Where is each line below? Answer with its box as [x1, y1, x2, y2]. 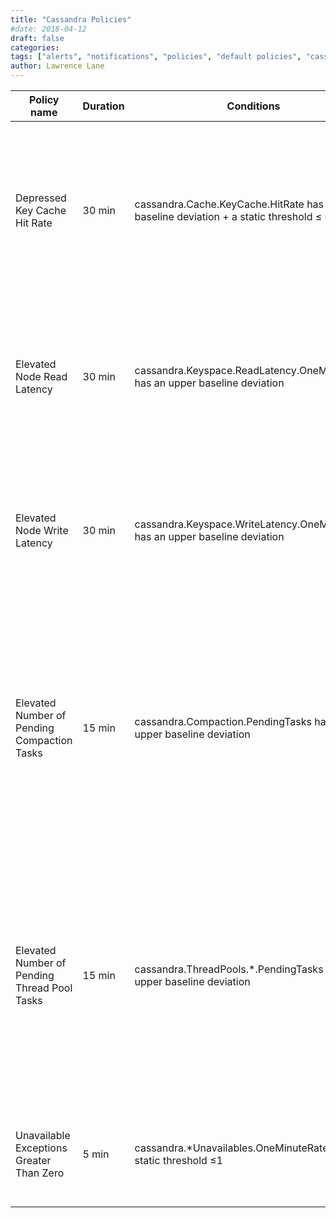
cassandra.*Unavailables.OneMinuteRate [134, 1141, 329, 1155]
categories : [10, 42, 60, 53]
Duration [82, 99, 125, 113]
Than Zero [15, 1166, 65, 1180]
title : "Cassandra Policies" [10, 14, 132, 25]
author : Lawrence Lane [10, 61, 105, 71]
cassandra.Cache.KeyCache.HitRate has [134, 197, 325, 211]
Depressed [15, 191, 67, 205]
